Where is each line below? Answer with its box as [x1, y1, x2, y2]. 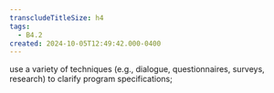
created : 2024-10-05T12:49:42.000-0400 [9, 38, 162, 48]
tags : [9, 22, 30, 31]
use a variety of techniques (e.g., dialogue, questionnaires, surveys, [9, 64, 265, 75]
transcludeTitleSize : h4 [9, 13, 104, 23]
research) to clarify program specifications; [9, 74, 174, 85]
